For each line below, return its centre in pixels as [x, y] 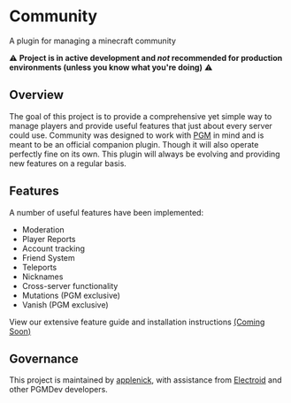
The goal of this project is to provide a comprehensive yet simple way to [141, 116]
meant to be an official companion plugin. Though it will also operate [134, 144]
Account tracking [54, 248]
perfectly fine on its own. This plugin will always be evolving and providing [145, 154]
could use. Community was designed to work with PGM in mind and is [137, 135]
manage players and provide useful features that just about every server [141, 125]
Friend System [48, 257]
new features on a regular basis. [68, 163]
